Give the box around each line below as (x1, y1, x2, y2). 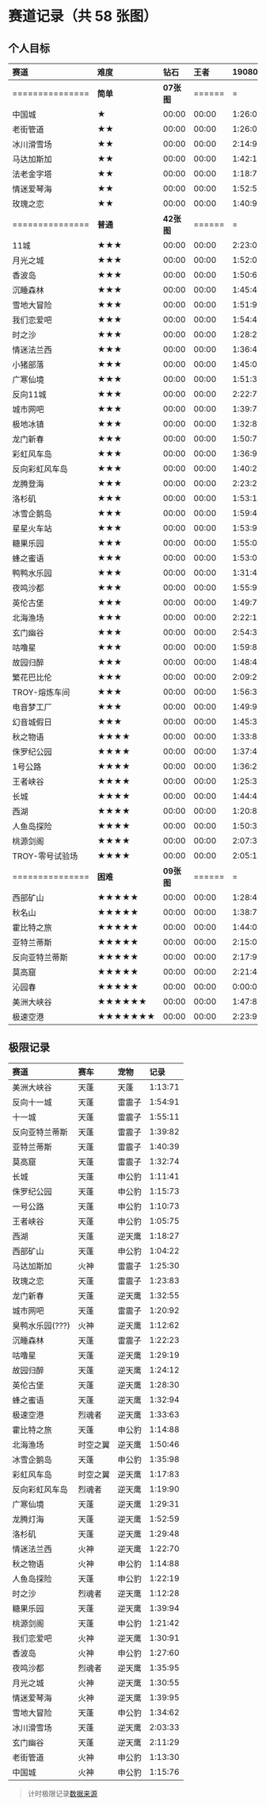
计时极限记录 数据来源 (27, 1789, 97, 1798)
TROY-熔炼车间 (12, 687, 70, 697)
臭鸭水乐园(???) (12, 1320, 71, 1331)
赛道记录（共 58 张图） (8, 7, 158, 25)
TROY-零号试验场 (12, 851, 78, 862)
